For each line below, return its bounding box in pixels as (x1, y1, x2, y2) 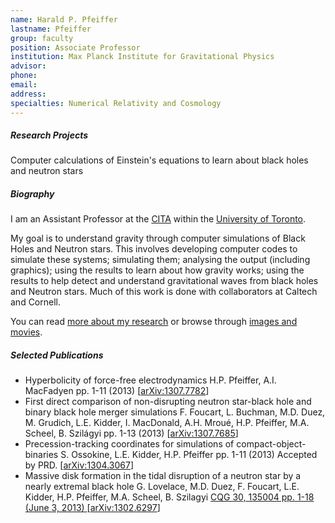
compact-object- (236, 438, 307, 450)
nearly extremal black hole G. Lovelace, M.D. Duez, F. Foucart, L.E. (24, 481, 300, 493)
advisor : (10, 61, 47, 71)
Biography (10, 188, 55, 200)
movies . (10, 326, 43, 338)
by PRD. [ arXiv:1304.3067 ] (24, 459, 134, 471)
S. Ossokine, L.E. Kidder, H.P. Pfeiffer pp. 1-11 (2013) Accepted (60, 449, 318, 461)
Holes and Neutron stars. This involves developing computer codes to (10, 243, 298, 255)
